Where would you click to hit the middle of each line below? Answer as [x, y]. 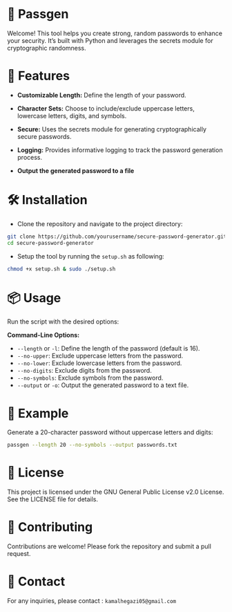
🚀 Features [39, 76]
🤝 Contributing [50, 527]
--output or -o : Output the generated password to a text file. [103, 385]
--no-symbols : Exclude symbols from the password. [90, 378]
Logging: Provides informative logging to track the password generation [120, 150]
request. [19, 554]
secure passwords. [44, 136]
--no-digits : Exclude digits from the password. [84, 371]
